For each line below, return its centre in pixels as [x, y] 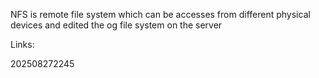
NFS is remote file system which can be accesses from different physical [160, 14]
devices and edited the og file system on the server [116, 25]
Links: [22, 44]
